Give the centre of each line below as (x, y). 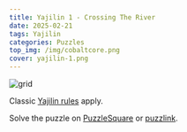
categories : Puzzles (47, 42)
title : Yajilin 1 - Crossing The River (82, 17)
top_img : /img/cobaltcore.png (65, 50)
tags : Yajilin (35, 34)
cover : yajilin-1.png (49, 58)
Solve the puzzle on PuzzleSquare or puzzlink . (93, 118)
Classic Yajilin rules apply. (56, 101)
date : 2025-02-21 (41, 26)
